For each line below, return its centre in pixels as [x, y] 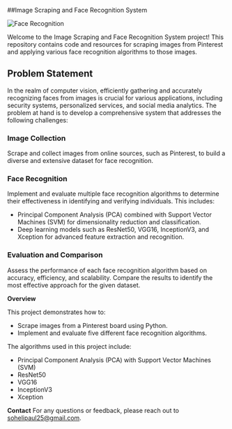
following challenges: [38, 120]
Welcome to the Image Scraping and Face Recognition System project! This [116, 37]
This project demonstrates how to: [56, 312]
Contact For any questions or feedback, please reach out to [93, 410]
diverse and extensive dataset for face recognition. [80, 161]
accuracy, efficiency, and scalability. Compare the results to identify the [110, 277]
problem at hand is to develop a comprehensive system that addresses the [114, 112]
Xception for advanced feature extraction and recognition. [101, 237]
